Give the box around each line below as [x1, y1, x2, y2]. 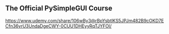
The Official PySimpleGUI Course [5, 4, 112, 13]
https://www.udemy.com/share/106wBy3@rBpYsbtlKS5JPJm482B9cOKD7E [5, 17, 164, 23]
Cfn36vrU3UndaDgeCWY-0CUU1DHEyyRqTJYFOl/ [5, 23, 112, 29]
